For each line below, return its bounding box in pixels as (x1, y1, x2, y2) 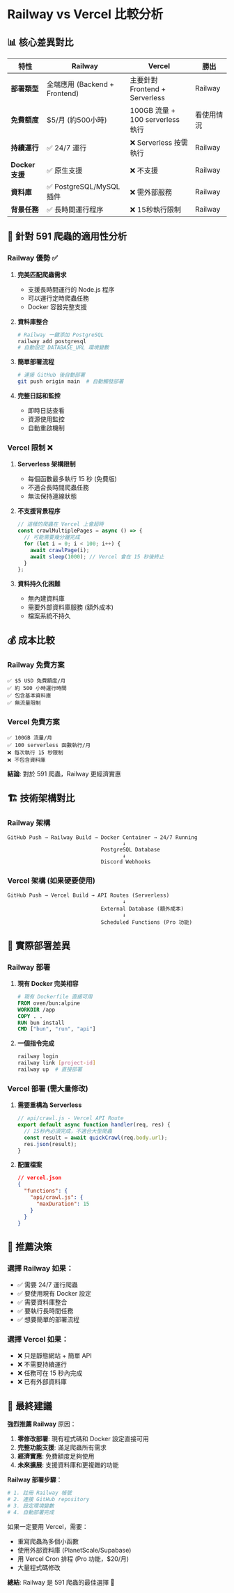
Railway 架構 (7, 817, 51, 827)
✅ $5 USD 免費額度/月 (7, 677, 66, 684)
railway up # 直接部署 (17, 1066, 82, 1073)
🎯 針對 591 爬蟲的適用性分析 (7, 230, 127, 242)
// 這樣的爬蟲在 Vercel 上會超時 (17, 521, 104, 528)
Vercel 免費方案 (7, 716, 61, 726)
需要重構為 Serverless (17, 1101, 82, 1109)
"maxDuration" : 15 (36, 1200, 90, 1207)
